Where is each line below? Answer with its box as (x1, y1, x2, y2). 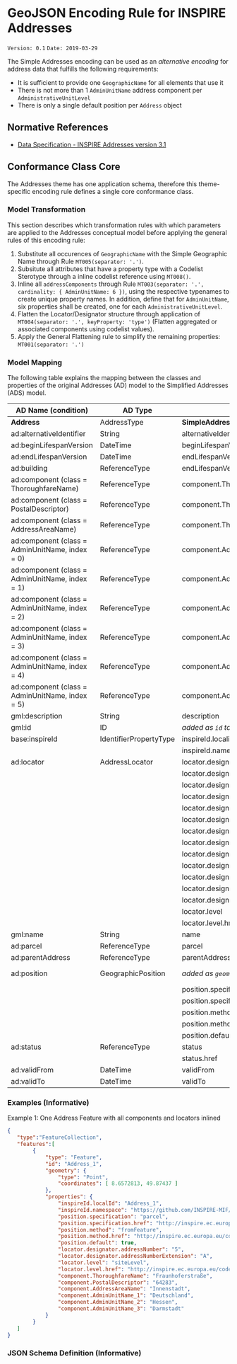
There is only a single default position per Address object (17, 101, 182, 109)
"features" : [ (16, 1141, 55, 1148)
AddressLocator (99, 757, 154, 767)
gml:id (11, 723, 32, 733)
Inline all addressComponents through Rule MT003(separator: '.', (17, 280, 205, 288)
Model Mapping (7, 357, 62, 367)
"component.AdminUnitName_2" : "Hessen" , (57, 1299, 178, 1306)
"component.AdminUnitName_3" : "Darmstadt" (57, 1305, 185, 1312)
